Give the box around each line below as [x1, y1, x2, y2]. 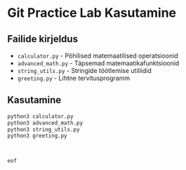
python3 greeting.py [7, 132, 68, 140]
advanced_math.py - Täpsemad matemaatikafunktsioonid [17, 59, 180, 67]
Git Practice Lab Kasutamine [7, 5, 177, 21]
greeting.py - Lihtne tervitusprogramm [17, 74, 131, 82]
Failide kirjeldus [7, 33, 79, 45]
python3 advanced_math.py [7, 119, 83, 126]
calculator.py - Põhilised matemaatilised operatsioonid [17, 51, 178, 60]
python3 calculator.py [7, 112, 74, 120]
